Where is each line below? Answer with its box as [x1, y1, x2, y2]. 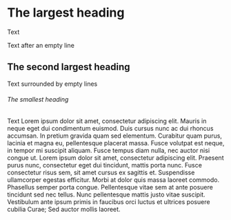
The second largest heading [7, 61, 130, 73]
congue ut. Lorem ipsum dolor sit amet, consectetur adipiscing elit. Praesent [7, 154, 224, 162]
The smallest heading [7, 95, 69, 104]
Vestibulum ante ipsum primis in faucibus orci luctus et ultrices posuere [7, 197, 210, 205]
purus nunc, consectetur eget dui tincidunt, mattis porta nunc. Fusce [7, 161, 202, 169]
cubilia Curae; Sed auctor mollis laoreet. [7, 205, 121, 213]
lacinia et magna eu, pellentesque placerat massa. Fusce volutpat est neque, [7, 138, 225, 147]
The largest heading [7, 5, 125, 21]
